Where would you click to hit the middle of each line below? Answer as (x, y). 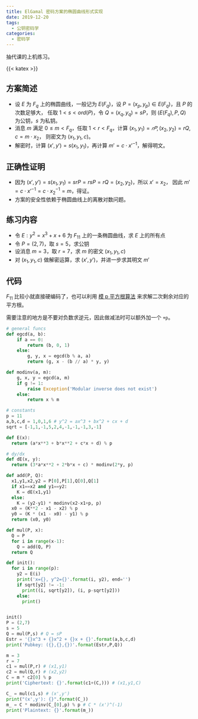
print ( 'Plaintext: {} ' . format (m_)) (50, 710)
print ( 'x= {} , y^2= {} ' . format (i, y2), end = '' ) (74, 580)
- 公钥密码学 (25, 28)
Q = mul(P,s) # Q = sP (34, 634)
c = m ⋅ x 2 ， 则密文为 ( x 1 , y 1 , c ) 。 (54, 137)
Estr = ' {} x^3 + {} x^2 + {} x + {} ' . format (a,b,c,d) (71, 639)
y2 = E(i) (29, 574)
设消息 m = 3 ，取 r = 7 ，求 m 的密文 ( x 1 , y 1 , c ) (70, 252)
